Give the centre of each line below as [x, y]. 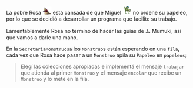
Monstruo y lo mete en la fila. [55, 79]
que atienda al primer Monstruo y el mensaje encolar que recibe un [101, 73]
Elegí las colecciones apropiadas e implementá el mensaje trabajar [102, 66]
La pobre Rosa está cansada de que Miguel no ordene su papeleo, [97, 13]
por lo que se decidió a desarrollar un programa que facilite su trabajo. [91, 19]
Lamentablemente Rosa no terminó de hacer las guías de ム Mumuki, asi [94, 31]
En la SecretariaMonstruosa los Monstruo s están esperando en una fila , [93, 49]
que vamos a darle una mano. [42, 38]
